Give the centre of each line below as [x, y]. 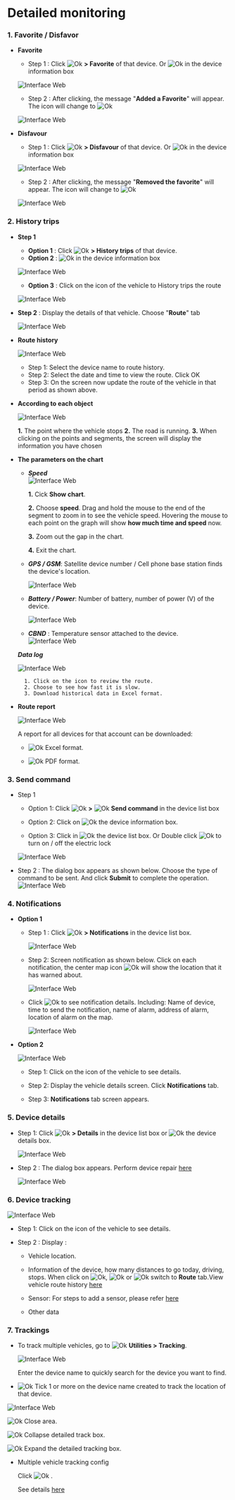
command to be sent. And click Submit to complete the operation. [113, 878]
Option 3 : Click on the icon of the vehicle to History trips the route [125, 285]
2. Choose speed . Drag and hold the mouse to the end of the [116, 508]
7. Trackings [28, 1330]
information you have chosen [60, 445]
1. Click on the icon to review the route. [89, 681]
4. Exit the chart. [52, 550]
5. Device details [36, 1117]
